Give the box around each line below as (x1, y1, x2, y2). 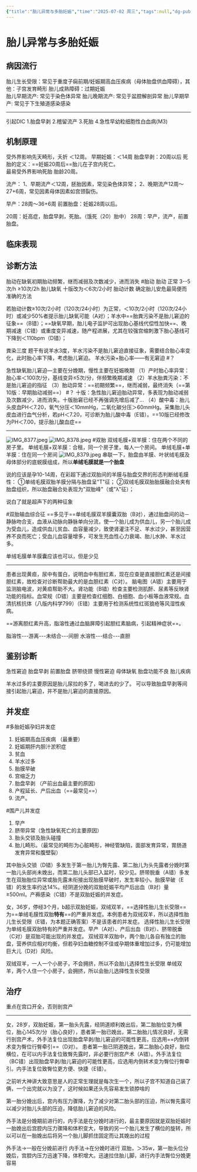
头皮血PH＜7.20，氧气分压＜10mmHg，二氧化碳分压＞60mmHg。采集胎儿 (6, 404, 185, 411)
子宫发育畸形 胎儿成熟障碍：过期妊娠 (16, 85, 106, 92)
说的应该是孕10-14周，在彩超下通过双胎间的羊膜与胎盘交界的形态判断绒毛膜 (6, 471, 189, 478)
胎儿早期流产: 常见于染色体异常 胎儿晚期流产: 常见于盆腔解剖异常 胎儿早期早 (6, 92, 189, 99)
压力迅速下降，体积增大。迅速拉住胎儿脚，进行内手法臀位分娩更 (36, 1152, 191, 1159)
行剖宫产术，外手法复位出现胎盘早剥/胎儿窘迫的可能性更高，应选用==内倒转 (6, 1036, 189, 1043)
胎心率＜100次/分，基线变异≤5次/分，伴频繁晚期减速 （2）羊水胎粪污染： (6, 374, 184, 381)
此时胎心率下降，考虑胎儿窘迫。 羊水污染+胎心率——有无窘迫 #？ (16, 354, 175, 361)
